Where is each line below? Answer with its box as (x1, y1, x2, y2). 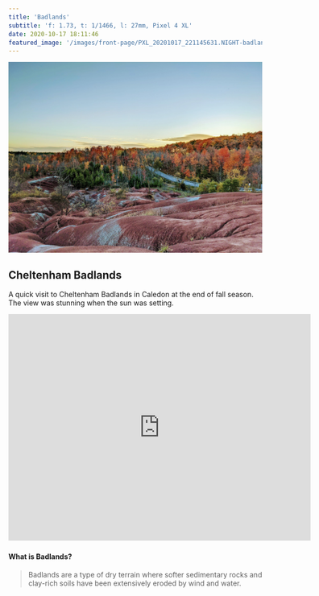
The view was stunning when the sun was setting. (8, 298, 175, 308)
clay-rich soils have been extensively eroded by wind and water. (27, 578, 242, 588)
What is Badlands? (8, 552, 72, 561)
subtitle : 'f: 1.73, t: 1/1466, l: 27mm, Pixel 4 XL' (8, 21, 193, 30)
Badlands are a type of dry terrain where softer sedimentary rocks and (27, 569, 263, 579)
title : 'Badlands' (8, 13, 70, 21)
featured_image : (8, 39, 63, 47)
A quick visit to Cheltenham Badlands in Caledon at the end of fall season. (8, 290, 254, 300)
